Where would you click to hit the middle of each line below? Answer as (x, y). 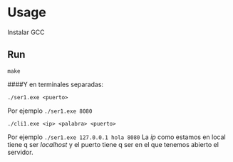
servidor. (20, 152)
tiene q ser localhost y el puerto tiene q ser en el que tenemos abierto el (113, 144)
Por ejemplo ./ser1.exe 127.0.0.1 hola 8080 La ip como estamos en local (116, 137)
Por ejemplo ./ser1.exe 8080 (50, 111)
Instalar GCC (26, 32)
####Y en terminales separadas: (56, 84)
